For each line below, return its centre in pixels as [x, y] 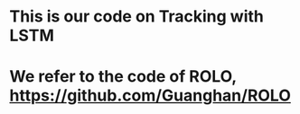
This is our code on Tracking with [136, 17]
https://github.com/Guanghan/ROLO [150, 96]
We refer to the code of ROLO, [123, 77]
